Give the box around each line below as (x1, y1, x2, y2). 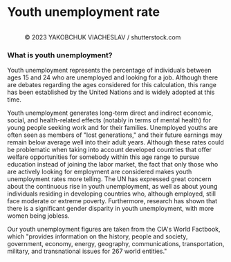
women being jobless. (7, 212, 70, 220)
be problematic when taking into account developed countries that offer (7, 146, 212, 154)
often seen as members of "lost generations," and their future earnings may (7, 131, 223, 139)
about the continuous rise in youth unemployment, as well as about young (7, 183, 218, 191)
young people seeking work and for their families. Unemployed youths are (7, 124, 218, 132)
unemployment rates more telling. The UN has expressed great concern (7, 175, 212, 183)
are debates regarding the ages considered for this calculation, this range (7, 81, 216, 89)
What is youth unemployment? (7, 50, 113, 59)
